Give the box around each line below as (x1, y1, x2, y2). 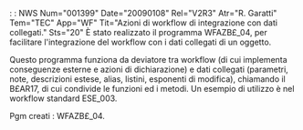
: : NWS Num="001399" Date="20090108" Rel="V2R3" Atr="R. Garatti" (9, 8, 277, 18)
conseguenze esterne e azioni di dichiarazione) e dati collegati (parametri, (9, 64, 289, 75)
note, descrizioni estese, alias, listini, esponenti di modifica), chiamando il (9, 74, 286, 85)
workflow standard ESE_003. (9, 93, 118, 104)
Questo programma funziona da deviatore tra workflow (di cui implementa (9, 55, 287, 65)
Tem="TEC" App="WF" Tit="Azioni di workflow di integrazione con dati (9, 17, 278, 28)
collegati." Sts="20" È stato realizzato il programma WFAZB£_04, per (9, 27, 267, 37)
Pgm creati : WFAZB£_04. (9, 111, 105, 121)
